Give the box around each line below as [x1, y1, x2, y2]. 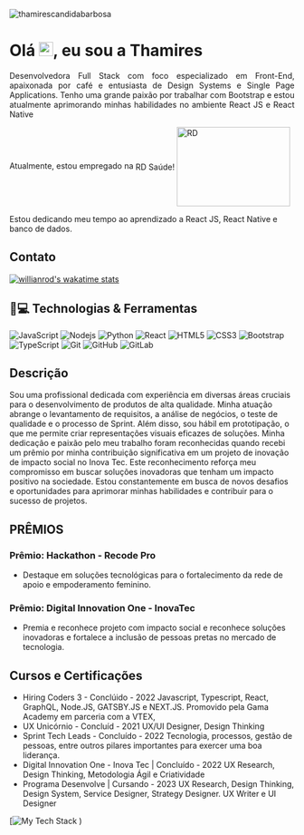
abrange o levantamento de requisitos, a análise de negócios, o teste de [9, 409, 279, 420]
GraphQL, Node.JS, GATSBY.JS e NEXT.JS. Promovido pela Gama [22, 702, 270, 713]
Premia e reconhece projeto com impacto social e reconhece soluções [22, 622, 287, 634]
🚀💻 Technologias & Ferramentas [9, 301, 197, 316]
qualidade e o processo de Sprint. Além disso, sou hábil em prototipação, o [9, 418, 290, 430]
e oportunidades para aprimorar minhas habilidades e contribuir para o [9, 486, 274, 497]
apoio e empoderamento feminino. [22, 579, 152, 590]
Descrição [9, 365, 69, 381]
